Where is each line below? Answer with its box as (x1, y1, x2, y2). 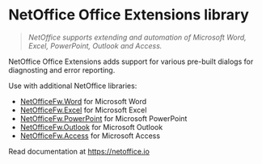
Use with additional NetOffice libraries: (8, 81, 137, 90)
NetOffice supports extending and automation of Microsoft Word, (27, 32, 247, 42)
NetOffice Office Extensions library (8, 6, 249, 24)
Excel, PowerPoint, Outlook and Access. (27, 40, 163, 50)
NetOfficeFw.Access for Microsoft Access (19, 131, 160, 141)
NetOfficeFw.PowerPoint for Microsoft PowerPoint (19, 113, 188, 123)
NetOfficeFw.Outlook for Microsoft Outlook (19, 122, 163, 132)
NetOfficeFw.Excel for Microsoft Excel (19, 105, 147, 115)
